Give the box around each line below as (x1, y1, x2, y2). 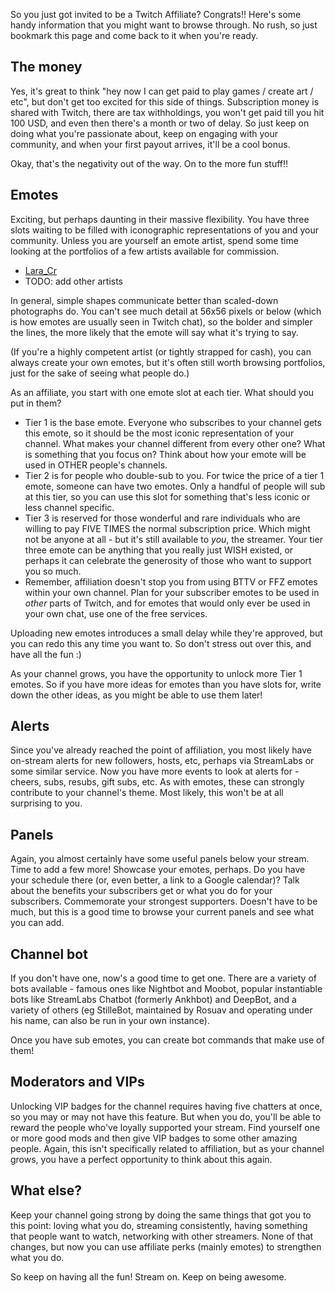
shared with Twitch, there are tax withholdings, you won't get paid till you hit (10, 106, 325, 118)
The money (10, 59, 83, 76)
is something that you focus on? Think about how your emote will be (24, 448, 307, 460)
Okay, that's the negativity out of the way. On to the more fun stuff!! (10, 157, 289, 169)
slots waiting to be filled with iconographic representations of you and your (10, 224, 320, 236)
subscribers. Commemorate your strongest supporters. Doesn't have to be (10, 895, 318, 908)
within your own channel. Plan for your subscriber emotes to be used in (24, 586, 320, 598)
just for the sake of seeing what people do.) (10, 367, 190, 379)
